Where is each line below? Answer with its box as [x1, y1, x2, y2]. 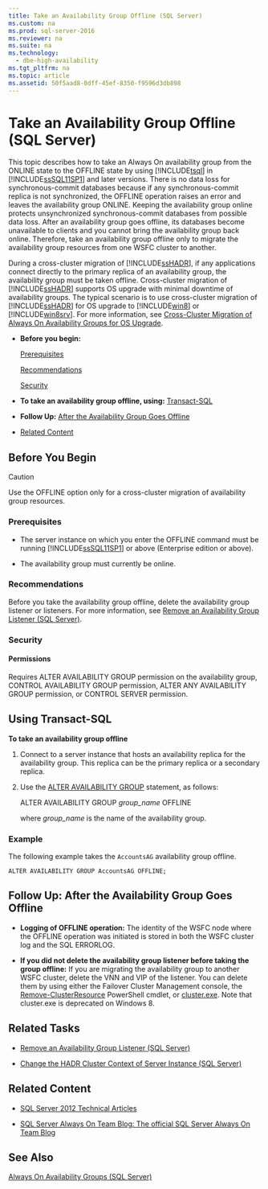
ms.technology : [8, 49, 59, 57]
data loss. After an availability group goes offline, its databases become [8, 217, 245, 227]
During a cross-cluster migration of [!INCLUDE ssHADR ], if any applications [8, 258, 256, 268]
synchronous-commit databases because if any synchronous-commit [8, 183, 239, 193]
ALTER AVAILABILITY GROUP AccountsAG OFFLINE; [8, 867, 167, 875]
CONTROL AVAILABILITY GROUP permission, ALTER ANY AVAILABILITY [8, 681, 247, 690]
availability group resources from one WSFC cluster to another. [8, 243, 217, 253]
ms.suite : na [8, 42, 52, 50]
